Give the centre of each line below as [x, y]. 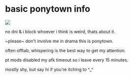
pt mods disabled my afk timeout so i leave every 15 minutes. [67, 60]
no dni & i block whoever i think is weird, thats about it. [60, 31]
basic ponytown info [48, 9]
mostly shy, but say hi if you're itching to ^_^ [49, 69]
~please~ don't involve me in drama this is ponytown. [59, 41]
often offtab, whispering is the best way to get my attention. [66, 50]
